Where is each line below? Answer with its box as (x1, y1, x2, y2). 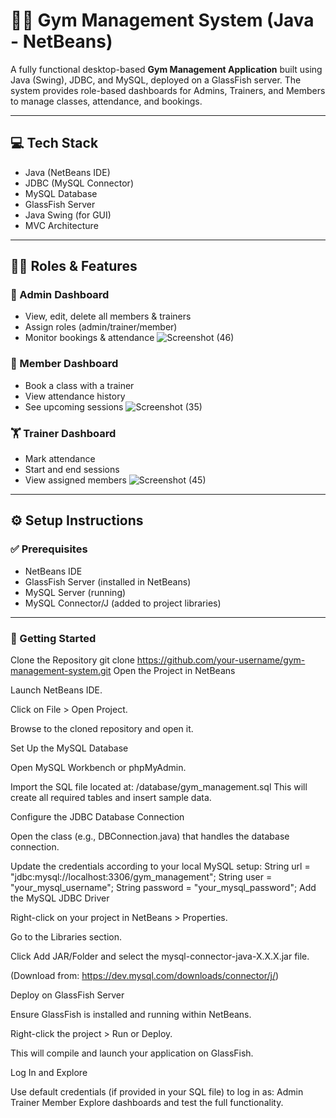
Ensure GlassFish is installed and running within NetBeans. (10, 1009, 252, 1021)
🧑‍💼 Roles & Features (10, 258, 138, 275)
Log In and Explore (10, 1067, 88, 1079)
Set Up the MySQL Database (10, 742, 129, 754)
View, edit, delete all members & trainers (24, 310, 192, 323)
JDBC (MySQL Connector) (24, 177, 134, 189)
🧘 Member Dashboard (10, 357, 119, 371)
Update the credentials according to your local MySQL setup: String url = (10, 860, 311, 873)
